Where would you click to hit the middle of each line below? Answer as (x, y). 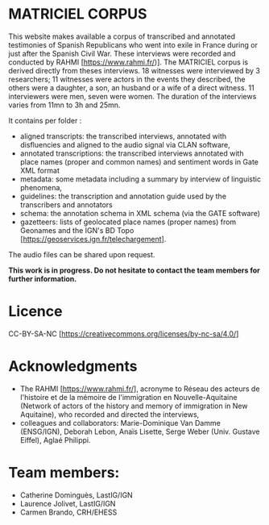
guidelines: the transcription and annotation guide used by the (123, 196)
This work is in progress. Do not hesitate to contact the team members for (134, 270)
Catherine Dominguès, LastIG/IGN (76, 495)
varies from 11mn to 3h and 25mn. (64, 105)
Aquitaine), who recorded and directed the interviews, (110, 414)
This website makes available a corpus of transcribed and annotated (122, 36)
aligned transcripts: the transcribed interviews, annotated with (123, 136)
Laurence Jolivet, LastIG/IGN (68, 503)
